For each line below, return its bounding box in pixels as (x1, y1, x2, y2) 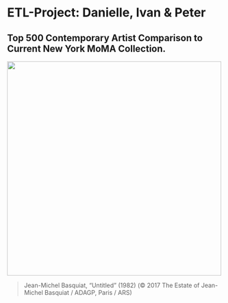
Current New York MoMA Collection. (7, 43, 166, 54)
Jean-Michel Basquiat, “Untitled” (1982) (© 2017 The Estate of (23, 281, 200, 289)
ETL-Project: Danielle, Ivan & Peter (7, 5, 207, 21)
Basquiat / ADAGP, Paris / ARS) (44, 289, 132, 296)
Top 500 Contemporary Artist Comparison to (7, 32, 203, 44)
